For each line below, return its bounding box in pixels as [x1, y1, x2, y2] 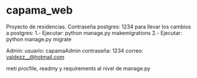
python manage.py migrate [6, 35, 72, 43]
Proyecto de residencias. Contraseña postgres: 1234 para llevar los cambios [6, 23, 192, 30]
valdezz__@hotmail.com [6, 53, 65, 60]
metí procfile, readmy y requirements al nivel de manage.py [6, 64, 150, 71]
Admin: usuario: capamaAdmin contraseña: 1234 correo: [6, 47, 143, 54]
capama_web [6, 4, 73, 17]
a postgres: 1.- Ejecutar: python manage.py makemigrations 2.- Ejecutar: [6, 29, 182, 36]
